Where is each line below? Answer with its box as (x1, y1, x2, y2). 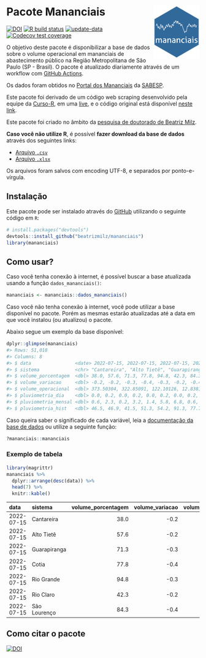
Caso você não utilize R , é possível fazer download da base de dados (6, 130, 185, 137)
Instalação (6, 191, 48, 202)
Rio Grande (31, 576, 60, 583)
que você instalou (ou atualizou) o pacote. (6, 316, 113, 324)
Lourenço (31, 609, 56, 616)
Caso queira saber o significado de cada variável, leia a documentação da (6, 416, 194, 424)
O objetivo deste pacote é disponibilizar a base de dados (6, 44, 150, 51)
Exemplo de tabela (6, 450, 63, 459)
